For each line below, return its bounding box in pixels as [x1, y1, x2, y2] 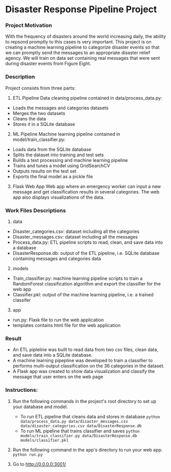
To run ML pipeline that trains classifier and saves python [20, 428, 140, 434]
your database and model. [12, 404, 68, 410]
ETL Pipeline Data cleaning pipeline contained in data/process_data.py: [12, 95, 162, 101]
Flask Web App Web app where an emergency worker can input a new [12, 183, 161, 190]
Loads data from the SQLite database [12, 146, 92, 152]
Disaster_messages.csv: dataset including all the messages [12, 234, 138, 240]
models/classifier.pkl [20, 438, 69, 443]
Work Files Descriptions [5, 207, 66, 214]
